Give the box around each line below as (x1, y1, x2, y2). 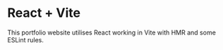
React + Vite (7, 5, 81, 21)
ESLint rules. (7, 35, 44, 44)
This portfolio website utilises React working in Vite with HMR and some (7, 28, 217, 37)
